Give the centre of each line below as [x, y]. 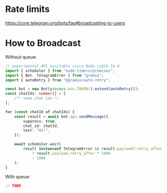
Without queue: [21, 57]
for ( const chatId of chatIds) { [40, 112]
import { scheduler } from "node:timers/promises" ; [60, 71]
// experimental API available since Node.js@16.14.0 [62, 66]
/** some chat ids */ [36, 98]
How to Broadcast [43, 43]
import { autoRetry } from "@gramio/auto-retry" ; [58, 80]
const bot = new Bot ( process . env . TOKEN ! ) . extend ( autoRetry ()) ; [72, 89]
